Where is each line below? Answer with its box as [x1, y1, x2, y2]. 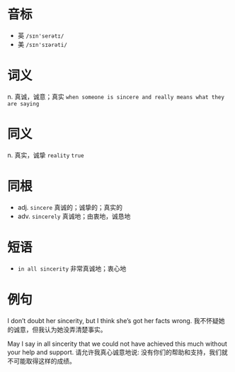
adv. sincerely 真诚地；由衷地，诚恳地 [17, 212, 131, 220]
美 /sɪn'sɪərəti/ [17, 40, 67, 48]
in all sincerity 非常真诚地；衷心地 [17, 264, 127, 273]
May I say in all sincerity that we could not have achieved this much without [7, 339, 228, 348]
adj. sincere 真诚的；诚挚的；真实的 [17, 203, 122, 211]
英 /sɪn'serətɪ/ [17, 31, 64, 40]
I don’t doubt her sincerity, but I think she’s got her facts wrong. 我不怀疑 [7, 316, 219, 325]
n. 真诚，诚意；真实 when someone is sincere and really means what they [7, 92, 225, 101]
